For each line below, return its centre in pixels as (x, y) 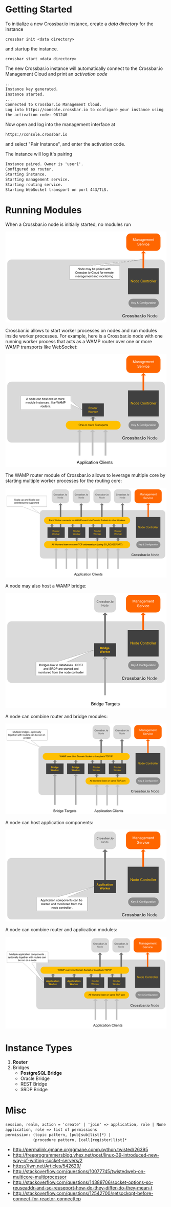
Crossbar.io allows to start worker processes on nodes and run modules (81, 331)
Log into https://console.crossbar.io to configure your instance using (84, 110)
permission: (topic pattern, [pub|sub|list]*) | (58, 1135)
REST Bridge (34, 1084)
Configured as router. (29, 169)
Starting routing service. (34, 184)
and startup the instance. (32, 49)
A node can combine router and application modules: (61, 929)
